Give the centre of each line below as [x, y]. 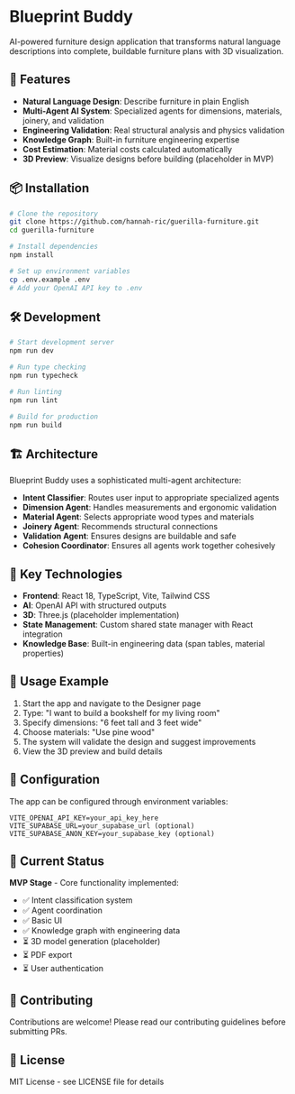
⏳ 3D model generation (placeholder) [91, 942]
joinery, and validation [63, 120]
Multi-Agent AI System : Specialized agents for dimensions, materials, [152, 111]
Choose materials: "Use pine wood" [89, 731]
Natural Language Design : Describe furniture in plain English [136, 101]
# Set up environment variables [70, 271]
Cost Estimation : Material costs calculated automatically [127, 149]
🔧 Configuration [55, 780]
